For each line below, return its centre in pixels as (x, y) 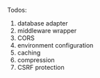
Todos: (17, 10)
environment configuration (55, 45)
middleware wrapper (47, 31)
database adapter (42, 23)
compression (36, 60)
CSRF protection (41, 67)
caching (29, 52)
